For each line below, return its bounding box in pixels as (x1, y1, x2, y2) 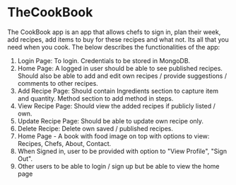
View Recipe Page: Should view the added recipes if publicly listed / (17, 101, 216, 110)
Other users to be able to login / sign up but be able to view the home (17, 162, 220, 170)
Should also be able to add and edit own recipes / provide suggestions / (17, 72, 228, 80)
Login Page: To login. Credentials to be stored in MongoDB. (17, 56, 191, 65)
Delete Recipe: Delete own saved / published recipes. (17, 124, 173, 133)
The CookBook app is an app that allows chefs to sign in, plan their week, (7, 28, 221, 36)
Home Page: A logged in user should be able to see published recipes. (17, 64, 223, 72)
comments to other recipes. (17, 79, 99, 87)
